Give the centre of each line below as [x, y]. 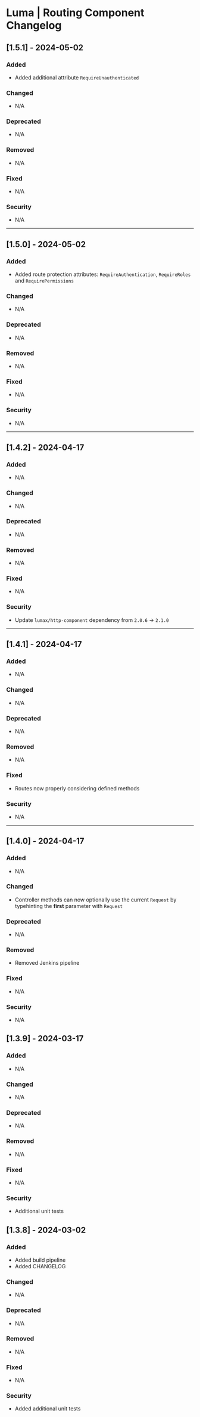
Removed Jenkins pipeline [47, 963]
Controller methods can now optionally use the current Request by [96, 900]
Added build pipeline [40, 1260]
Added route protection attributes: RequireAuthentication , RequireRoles [103, 274]
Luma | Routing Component [75, 13]
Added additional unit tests [48, 1409]
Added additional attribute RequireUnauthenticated [77, 77]
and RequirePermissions [44, 281]
